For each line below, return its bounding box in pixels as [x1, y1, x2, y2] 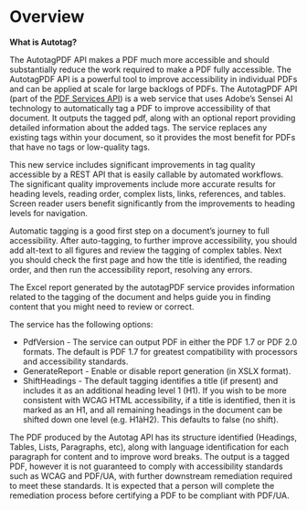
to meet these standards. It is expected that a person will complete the [9, 480, 275, 491]
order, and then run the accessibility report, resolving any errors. [9, 264, 253, 275]
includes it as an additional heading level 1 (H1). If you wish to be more [22, 385, 287, 396]
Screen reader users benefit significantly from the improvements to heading [9, 198, 295, 209]
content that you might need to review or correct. [9, 301, 195, 312]
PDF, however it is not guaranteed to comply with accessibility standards [9, 461, 283, 472]
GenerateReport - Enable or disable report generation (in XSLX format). [22, 365, 291, 376]
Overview [9, 6, 85, 27]
